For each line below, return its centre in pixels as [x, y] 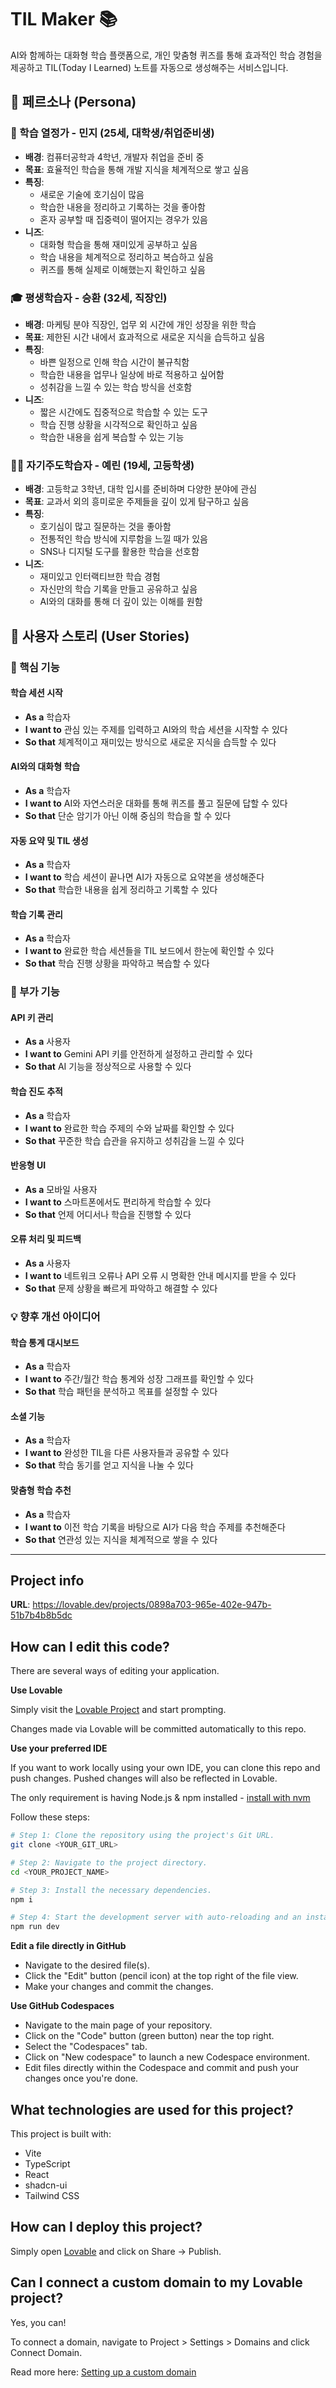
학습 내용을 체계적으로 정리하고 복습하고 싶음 [126, 257]
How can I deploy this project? [106, 2227]
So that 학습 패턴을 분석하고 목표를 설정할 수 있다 [121, 1392]
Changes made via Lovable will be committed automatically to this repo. [158, 1729]
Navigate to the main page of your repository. [118, 2025]
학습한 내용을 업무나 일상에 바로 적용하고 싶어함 [132, 374]
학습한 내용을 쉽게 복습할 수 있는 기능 [112, 437]
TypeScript [47, 2164]
